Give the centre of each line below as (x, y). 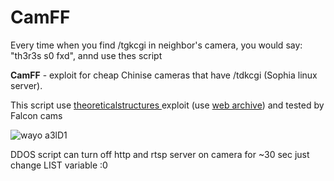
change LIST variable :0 (59, 165)
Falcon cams (36, 115)
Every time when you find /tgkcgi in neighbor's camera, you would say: (156, 45)
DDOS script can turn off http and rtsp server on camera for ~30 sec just (160, 154)
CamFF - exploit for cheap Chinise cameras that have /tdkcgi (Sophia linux (164, 75)
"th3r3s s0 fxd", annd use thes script (86, 55)
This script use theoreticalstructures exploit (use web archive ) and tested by (167, 105)
